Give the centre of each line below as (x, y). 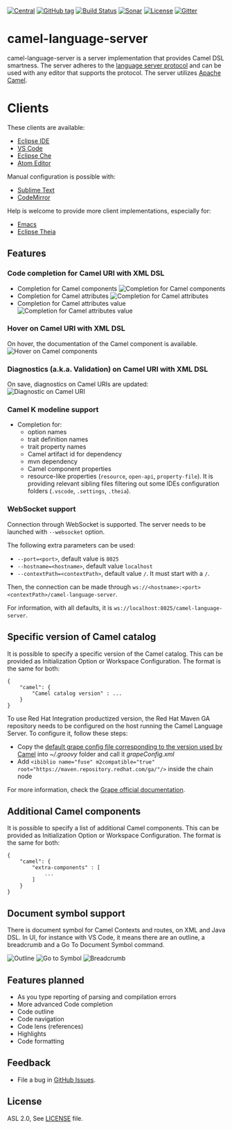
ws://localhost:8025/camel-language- (168, 608)
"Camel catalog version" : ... (77, 693)
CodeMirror (34, 197)
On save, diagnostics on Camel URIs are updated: (78, 384)
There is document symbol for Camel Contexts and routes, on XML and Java (116, 930)
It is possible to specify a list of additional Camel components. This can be (113, 828)
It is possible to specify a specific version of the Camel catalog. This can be (115, 654)
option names (47, 432)
